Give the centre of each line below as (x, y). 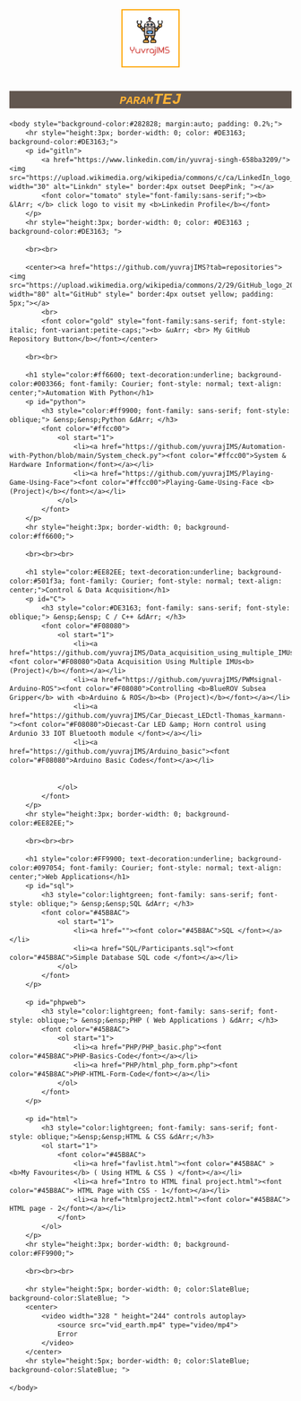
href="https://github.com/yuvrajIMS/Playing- (188, 473)
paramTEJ (150, 100)
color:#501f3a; (38, 581)
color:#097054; (38, 868)
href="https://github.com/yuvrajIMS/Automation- (194, 446)
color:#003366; (38, 384)
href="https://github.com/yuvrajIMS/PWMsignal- (192, 679)
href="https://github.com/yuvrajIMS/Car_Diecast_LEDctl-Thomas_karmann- (148, 715)
